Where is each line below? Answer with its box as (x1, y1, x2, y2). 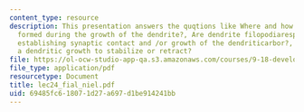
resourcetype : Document (9, 72, 100, 81)
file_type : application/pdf (9, 64, 116, 73)
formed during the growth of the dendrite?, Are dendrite (17, 30, 242, 39)
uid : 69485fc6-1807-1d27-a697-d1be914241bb (9, 89, 176, 98)
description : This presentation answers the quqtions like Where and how (9, 22, 294, 31)
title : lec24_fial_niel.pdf (9, 80, 116, 89)
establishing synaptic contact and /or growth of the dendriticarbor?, (17, 38, 294, 48)
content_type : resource (9, 13, 100, 23)
